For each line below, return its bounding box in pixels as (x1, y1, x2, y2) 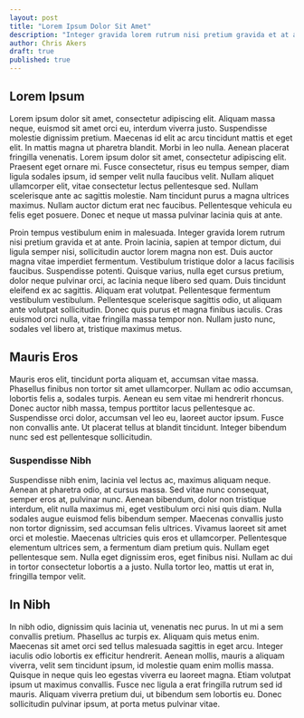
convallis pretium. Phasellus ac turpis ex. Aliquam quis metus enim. (9, 631, 260, 642)
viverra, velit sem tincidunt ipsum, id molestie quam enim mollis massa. (9, 659, 274, 671)
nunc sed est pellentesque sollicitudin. (9, 432, 153, 442)
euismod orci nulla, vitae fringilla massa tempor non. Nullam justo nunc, (9, 314, 276, 325)
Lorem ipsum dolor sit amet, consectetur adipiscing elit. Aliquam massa (9, 112, 276, 123)
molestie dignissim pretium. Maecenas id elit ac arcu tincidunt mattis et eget (9, 132, 293, 143)
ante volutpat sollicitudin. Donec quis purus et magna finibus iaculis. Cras (9, 304, 283, 315)
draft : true (9, 47, 54, 56)
